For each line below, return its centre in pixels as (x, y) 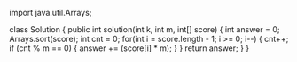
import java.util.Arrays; (51, 13)
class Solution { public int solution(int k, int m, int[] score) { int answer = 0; (145, 29)
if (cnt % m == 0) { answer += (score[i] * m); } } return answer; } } (129, 48)
